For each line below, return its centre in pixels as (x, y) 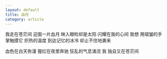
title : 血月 (17, 15)
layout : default (22, 10)
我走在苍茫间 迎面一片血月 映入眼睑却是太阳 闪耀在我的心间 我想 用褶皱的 (81, 34)
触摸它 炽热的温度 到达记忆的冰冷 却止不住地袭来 (60, 40)
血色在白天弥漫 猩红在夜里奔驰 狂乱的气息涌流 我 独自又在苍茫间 (72, 51)
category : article (25, 19)
